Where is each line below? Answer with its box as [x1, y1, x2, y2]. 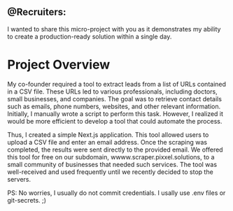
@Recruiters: [7, 6, 66, 18]
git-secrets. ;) [7, 196, 47, 204]
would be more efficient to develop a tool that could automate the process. [7, 117, 223, 125]
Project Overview [7, 57, 111, 73]
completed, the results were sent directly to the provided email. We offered [7, 145, 223, 154]
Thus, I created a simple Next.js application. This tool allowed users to [7, 130, 209, 139]
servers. [7, 175, 31, 183]
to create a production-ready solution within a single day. [7, 32, 172, 41]
